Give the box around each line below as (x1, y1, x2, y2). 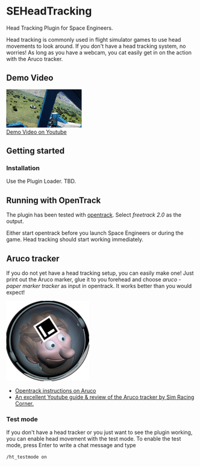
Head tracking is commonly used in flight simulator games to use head (6, 36, 181, 43)
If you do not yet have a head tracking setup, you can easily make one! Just (6, 269, 194, 277)
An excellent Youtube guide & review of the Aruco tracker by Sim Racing (14, 393, 195, 401)
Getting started (6, 146, 65, 156)
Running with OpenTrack (6, 195, 101, 205)
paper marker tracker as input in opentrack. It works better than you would (6, 283, 192, 290)
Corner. (14, 400, 34, 407)
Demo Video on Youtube (6, 128, 67, 136)
